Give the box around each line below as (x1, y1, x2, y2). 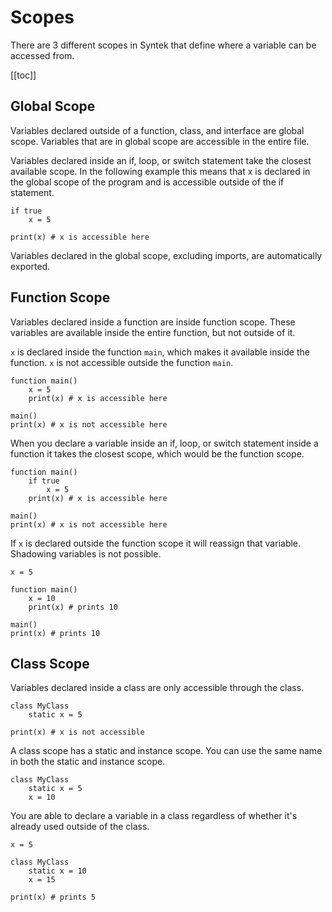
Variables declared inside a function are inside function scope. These (10, 316, 296, 328)
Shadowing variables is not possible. (10, 547, 162, 560)
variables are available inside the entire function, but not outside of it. (10, 326, 296, 338)
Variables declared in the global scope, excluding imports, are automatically (10, 249, 323, 261)
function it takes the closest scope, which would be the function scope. (10, 447, 305, 460)
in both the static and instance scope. (10, 756, 166, 768)
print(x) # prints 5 (10, 892, 97, 903)
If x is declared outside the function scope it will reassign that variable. (10, 537, 302, 549)
